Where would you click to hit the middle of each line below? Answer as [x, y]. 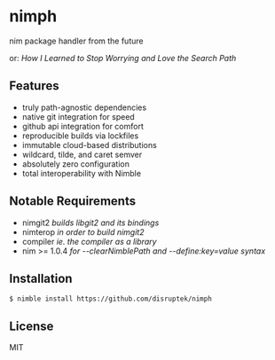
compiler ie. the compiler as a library [89, 241]
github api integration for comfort [83, 126]
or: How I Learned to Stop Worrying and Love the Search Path [123, 58]
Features [34, 86]
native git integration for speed [78, 116]
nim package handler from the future [76, 41]
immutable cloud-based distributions [89, 145]
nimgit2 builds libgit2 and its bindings [90, 223]
